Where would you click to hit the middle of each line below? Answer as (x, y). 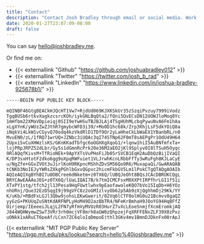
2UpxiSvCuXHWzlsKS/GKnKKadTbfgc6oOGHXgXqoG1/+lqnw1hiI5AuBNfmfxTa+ (93, 143)
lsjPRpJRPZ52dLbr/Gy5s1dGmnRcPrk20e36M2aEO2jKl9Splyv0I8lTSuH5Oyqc (93, 148)
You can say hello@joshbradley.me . (51, 46)
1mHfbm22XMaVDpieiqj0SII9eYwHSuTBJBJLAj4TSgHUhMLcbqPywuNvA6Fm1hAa (93, 122)
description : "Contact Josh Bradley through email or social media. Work (102, 18)
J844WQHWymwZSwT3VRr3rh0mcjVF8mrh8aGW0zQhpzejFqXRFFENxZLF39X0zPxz (93, 212)
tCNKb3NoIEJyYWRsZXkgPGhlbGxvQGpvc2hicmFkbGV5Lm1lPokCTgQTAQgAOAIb (93, 170)
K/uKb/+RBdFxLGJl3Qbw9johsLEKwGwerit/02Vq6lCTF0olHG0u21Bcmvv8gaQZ (93, 196)
